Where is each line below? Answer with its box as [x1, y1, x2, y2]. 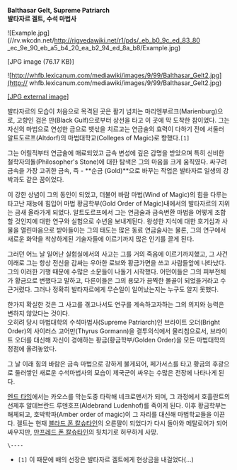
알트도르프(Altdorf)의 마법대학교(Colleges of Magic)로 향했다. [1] [7, 134, 190, 142]
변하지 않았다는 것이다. [7, 309, 70, 318]
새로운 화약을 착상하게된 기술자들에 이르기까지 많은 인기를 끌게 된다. [7, 235, 195, 243]
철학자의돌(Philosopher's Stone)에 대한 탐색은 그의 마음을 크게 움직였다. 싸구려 [7, 157, 228, 166]
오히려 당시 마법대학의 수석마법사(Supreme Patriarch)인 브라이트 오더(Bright [7, 318, 221, 326]
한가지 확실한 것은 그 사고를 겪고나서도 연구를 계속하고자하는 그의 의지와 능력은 [7, 301, 225, 308]
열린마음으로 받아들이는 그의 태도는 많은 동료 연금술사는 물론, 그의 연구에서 [20, 226, 226, 234]
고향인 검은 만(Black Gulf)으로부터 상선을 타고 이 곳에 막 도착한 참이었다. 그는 [16, 116, 230, 124]
